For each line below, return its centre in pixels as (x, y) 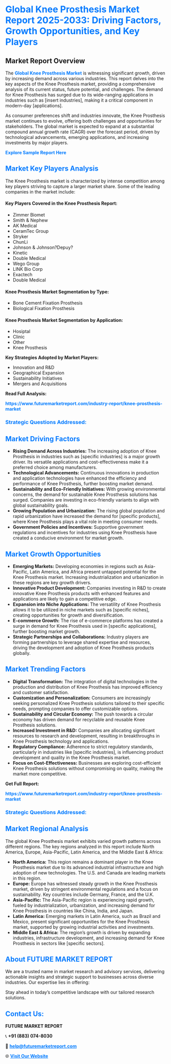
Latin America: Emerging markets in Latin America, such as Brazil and (87, 916)
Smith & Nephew (30, 220)
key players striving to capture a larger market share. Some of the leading (83, 186)
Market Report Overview (45, 61)
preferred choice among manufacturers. (55, 467)
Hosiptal (21, 332)
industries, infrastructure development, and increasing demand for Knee (89, 938)
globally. (21, 653)
